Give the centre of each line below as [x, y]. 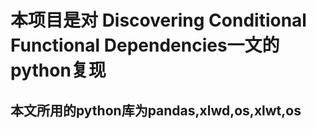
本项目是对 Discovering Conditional [158, 20]
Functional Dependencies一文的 [145, 45]
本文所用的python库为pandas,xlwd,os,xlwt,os [156, 110]
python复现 [58, 70]
